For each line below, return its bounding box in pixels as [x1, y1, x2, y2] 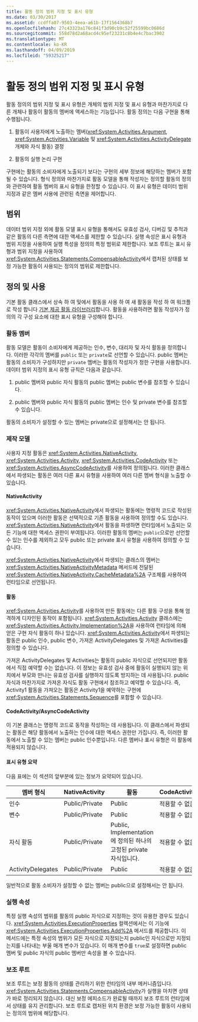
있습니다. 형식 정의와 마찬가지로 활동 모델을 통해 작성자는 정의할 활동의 [18, 175, 181, 182]
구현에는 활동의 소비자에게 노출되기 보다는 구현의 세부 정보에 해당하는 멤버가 [6, 168, 181, 175]
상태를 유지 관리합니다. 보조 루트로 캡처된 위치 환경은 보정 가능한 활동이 [12, 1002, 176, 1010]
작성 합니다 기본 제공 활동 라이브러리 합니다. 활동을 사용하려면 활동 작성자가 [12, 306, 184, 313]
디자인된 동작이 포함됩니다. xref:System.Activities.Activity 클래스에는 [21, 615, 183, 622]
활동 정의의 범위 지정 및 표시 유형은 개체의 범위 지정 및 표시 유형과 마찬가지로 [6, 100, 182, 108]
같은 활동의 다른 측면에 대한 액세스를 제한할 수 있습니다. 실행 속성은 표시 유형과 [6, 233, 187, 240]
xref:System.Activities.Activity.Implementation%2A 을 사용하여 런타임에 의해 [6, 622, 187, 630]
